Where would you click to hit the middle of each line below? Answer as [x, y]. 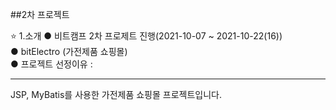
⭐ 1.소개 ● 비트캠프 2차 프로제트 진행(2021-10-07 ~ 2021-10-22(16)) [146, 36]
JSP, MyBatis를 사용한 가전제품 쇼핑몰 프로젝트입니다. [116, 94]
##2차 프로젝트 [40, 14]
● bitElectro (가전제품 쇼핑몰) [69, 51]
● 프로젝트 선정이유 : [51, 64]
